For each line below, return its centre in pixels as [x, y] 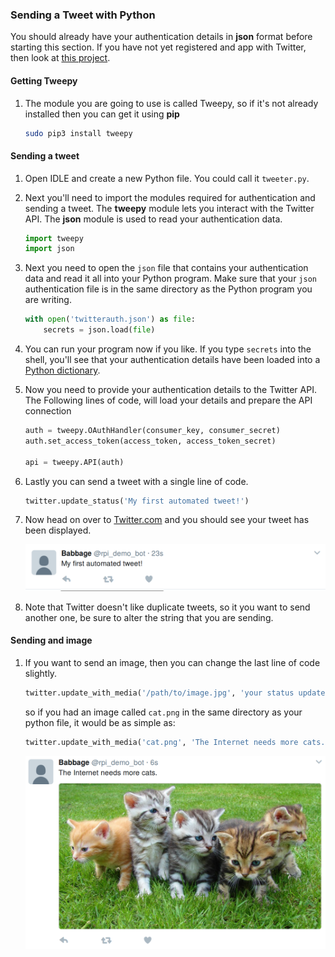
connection [48, 411]
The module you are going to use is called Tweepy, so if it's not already [171, 103]
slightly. [41, 673]
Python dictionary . [62, 370]
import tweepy [54, 238]
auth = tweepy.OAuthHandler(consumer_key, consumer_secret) [152, 431]
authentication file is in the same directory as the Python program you [168, 289]
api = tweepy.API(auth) [74, 462]
